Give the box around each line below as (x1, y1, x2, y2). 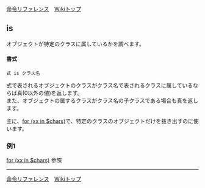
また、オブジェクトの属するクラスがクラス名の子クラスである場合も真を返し (6, 97, 199, 105)
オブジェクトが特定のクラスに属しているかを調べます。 (6, 40, 145, 47)
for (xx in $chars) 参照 (6, 157, 62, 164)
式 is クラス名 (6, 71, 40, 77)
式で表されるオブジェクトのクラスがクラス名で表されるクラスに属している (6, 82, 193, 89)
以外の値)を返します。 (27, 89, 83, 97)
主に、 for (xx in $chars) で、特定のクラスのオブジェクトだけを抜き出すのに (6, 117, 193, 125)
